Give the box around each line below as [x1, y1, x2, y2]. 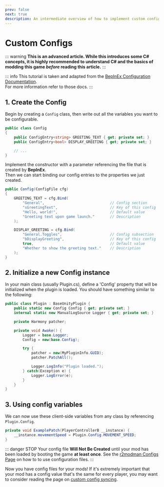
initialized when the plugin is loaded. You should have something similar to [5, 287, 155, 292]
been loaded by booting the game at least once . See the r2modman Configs [5, 451, 159, 457]
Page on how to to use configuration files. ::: [5, 456, 94, 462]
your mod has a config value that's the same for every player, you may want [5, 471, 158, 477]
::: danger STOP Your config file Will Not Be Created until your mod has [5, 446, 149, 452]
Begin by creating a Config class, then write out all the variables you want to [5, 111, 158, 117]
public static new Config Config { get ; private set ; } [14, 306, 130, 311]
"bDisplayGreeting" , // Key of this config [22, 237, 156, 242]
